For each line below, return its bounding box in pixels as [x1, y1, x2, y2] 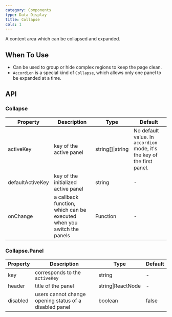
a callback [54, 193, 79, 200]
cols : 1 [5, 21, 22, 27]
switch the [54, 225, 79, 233]
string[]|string [95, 145, 129, 152]
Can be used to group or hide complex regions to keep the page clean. [12, 64, 162, 71]
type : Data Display [5, 12, 47, 17]
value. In [134, 133, 154, 141]
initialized [54, 178, 77, 186]
